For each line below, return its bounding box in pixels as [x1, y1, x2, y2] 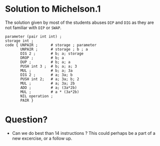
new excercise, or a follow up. [12, 135, 72, 141]
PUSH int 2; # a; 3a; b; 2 [20, 76, 79, 81]
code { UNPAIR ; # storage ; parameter [5, 42, 97, 47]
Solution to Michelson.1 [5, 3, 101, 15]
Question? [5, 114, 48, 125]
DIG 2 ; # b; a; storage [20, 51, 84, 56]
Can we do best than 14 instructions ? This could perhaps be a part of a [12, 130, 156, 136]
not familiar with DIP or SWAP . [5, 24, 62, 30]
